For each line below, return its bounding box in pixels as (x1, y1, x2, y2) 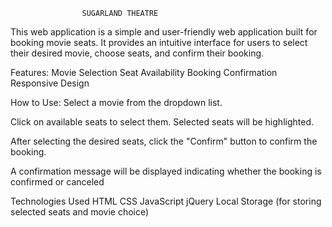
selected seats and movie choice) (10, 206, 150, 218)
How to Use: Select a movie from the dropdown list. (10, 97, 223, 108)
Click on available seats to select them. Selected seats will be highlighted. (10, 116, 314, 128)
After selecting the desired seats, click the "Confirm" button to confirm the (10, 135, 318, 147)
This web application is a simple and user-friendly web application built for (10, 26, 318, 38)
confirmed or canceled (10, 176, 105, 188)
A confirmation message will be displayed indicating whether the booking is (10, 165, 322, 177)
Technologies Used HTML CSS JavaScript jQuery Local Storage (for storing (10, 195, 322, 207)
